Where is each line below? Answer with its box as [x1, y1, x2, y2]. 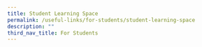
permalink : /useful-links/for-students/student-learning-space [7, 17, 196, 23]
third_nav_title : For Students [7, 29, 99, 37]
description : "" [7, 23, 55, 30]
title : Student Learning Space [7, 10, 99, 17]
